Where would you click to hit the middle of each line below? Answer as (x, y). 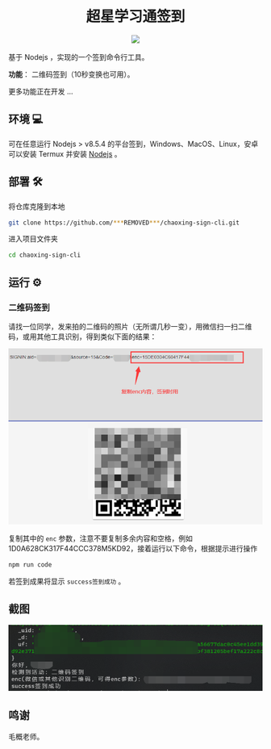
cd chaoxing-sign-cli (45, 255)
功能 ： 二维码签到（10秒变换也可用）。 (71, 74)
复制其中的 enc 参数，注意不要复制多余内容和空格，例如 (101, 538)
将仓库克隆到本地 (37, 206)
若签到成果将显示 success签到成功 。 (67, 581)
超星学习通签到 (135, 17)
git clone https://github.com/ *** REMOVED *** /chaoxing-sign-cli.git (124, 223)
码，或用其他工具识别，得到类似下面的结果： (83, 337)
